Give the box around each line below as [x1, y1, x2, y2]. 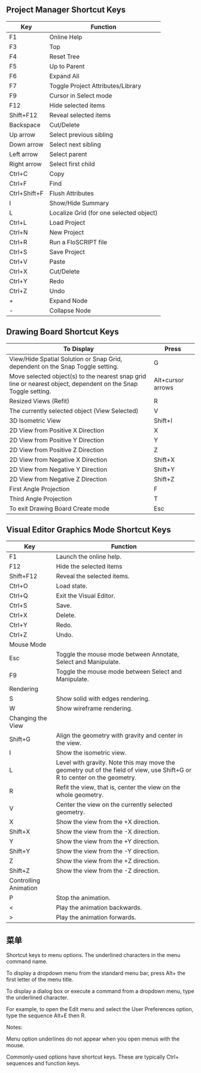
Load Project [49, 218, 86, 227]
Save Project [49, 248, 85, 256]
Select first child [49, 159, 95, 168]
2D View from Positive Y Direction [9, 436, 105, 444]
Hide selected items [49, 101, 106, 109]
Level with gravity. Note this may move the [56, 759, 175, 767]
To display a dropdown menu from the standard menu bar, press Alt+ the [6, 970, 185, 977]
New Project [49, 228, 84, 236]
